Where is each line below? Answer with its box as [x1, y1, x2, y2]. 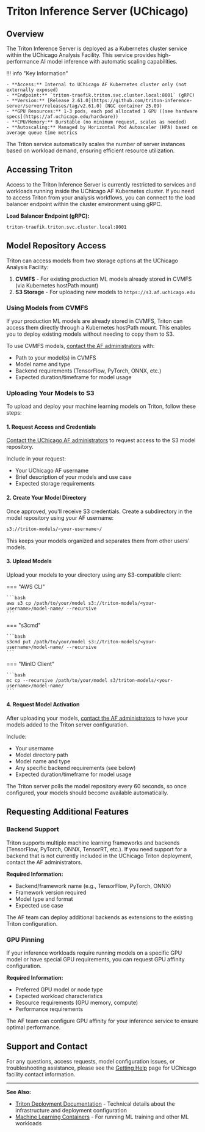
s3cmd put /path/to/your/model [6, 638, 86, 645]
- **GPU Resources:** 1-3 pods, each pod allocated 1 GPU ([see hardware [6, 108, 198, 114]
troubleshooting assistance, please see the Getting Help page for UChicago [6, 1064, 196, 1071]
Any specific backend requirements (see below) [15, 764, 136, 771]
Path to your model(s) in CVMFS [15, 353, 96, 361]
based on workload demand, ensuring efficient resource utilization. [6, 147, 175, 154]
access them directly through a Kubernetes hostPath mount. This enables [6, 324, 191, 331]
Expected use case [15, 901, 64, 909]
